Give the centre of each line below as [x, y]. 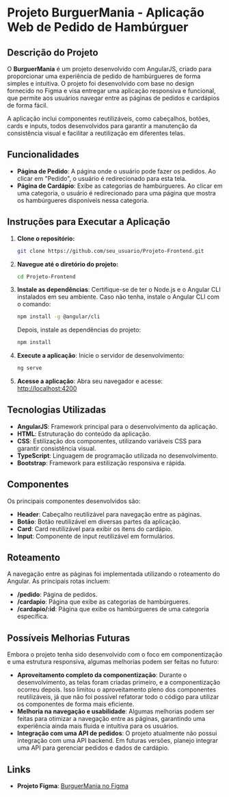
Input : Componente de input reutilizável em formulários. [96, 536]
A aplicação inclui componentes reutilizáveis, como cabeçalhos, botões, [109, 119]
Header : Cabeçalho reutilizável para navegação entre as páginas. [109, 514]
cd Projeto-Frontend [46, 277]
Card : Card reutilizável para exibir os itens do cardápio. [95, 528]
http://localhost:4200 [47, 388]
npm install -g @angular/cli [58, 317]
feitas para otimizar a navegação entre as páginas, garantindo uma [111, 719]
